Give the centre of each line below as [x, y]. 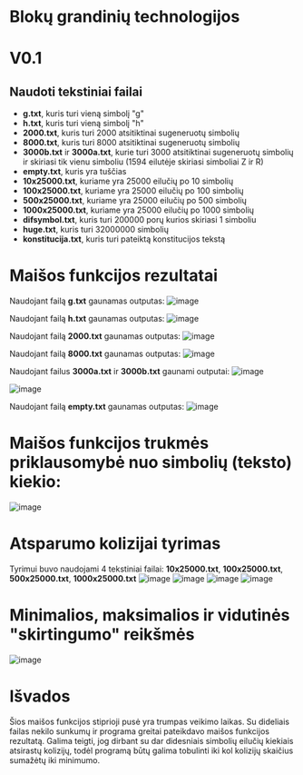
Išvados [40, 696]
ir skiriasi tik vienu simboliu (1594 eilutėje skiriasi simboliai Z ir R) [143, 162]
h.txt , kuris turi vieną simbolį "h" [83, 124]
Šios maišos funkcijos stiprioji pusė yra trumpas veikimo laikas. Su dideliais [150, 721]
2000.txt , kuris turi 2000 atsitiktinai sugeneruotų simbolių [131, 133]
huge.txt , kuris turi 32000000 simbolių [96, 230]
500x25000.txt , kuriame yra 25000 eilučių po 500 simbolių [135, 201]
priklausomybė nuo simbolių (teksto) [151, 463]
